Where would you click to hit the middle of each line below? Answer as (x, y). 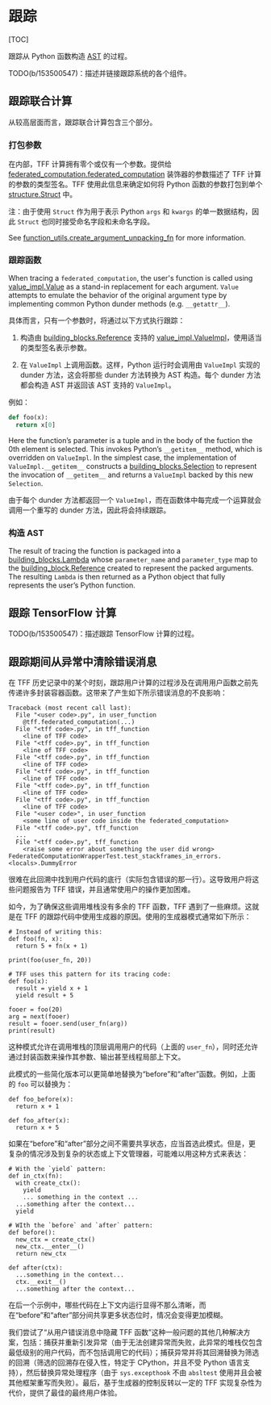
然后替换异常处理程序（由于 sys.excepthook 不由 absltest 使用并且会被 (144, 1373)
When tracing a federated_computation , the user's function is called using (131, 278)
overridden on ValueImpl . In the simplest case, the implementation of (123, 458)
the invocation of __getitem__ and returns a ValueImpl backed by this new (131, 475)
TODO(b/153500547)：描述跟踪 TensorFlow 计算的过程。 (104, 634)
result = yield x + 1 (52, 989)
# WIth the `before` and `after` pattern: (81, 1226)
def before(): (32, 1233)
